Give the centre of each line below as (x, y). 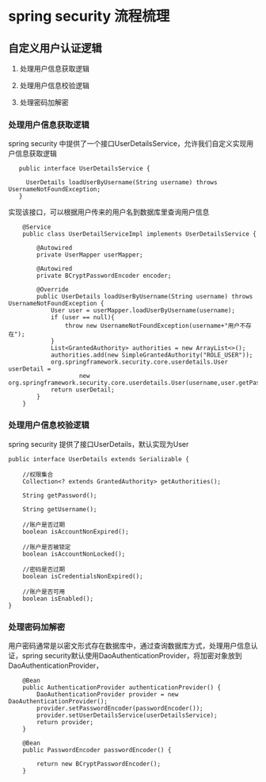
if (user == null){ (82, 318)
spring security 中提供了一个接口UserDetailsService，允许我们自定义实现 (127, 144)
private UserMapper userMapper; (90, 255)
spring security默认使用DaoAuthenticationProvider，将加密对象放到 (132, 655)
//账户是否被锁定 (47, 547)
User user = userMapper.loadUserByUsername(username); (143, 310)
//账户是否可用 (44, 591)
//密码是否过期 (44, 569)
